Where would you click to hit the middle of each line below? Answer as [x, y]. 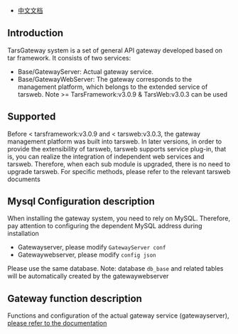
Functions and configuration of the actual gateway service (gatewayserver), [118, 316]
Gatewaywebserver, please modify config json [87, 255]
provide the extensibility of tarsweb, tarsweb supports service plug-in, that [117, 149]
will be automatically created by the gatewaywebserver [88, 276]
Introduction [36, 33]
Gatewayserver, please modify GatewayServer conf [92, 247]
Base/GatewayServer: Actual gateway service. [86, 71]
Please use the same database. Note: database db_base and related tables [115, 269]
